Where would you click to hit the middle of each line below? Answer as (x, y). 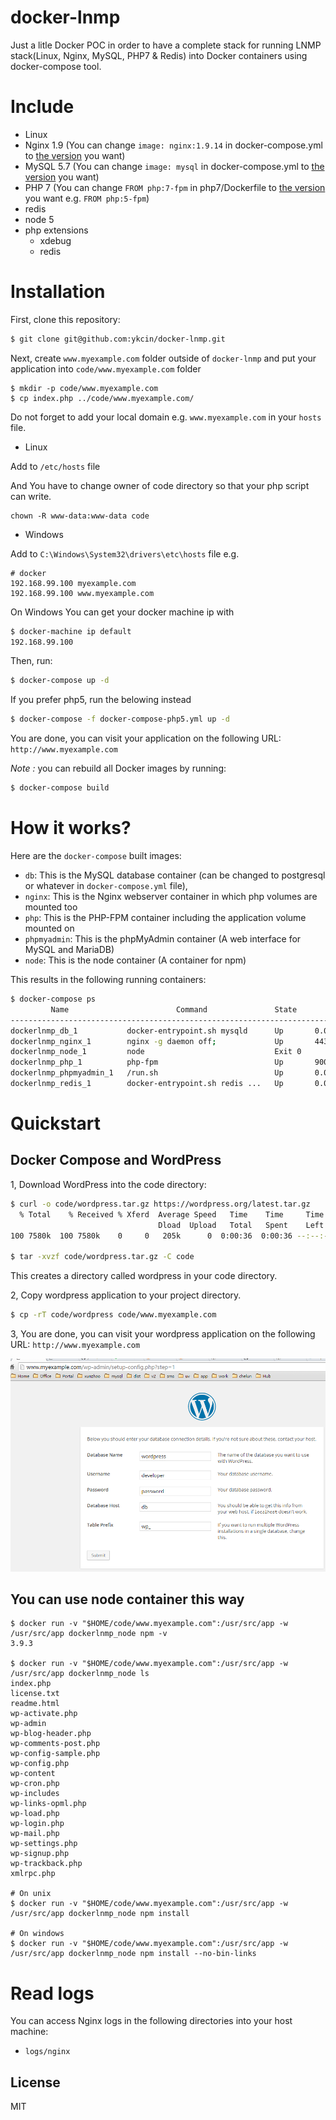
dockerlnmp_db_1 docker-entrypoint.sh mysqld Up (147, 1031)
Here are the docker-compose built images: (96, 855)
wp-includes (35, 1794)
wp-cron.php (35, 1784)
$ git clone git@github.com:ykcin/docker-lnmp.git (118, 339)
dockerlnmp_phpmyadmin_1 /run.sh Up (147, 1073)
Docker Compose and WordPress (116, 1160)
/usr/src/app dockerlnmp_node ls (80, 1674)
